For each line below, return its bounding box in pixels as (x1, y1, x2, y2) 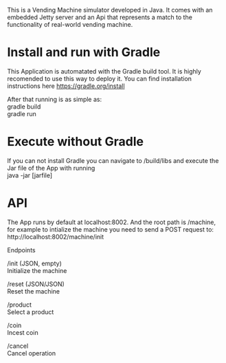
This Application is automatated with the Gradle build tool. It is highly (7, 67, 201, 75)
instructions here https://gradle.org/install (7, 82, 125, 90)
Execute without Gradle (7, 134, 144, 150)
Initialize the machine (7, 266, 67, 274)
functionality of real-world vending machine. (7, 21, 133, 28)
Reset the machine (7, 287, 60, 295)
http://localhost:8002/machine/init (7, 232, 104, 241)
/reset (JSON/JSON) (7, 280, 65, 288)
